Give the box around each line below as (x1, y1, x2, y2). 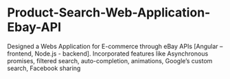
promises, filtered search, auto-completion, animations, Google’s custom (7, 56, 213, 65)
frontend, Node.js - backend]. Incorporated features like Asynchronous (7, 49, 209, 58)
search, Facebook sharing (7, 64, 81, 72)
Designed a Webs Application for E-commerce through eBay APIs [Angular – (7, 42, 223, 50)
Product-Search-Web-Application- (7, 5, 211, 21)
